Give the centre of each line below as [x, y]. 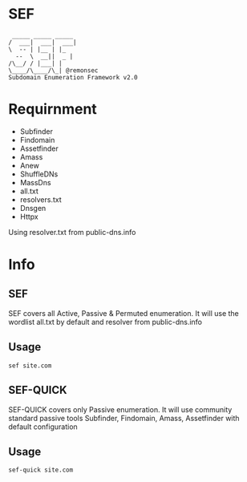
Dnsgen [33, 208]
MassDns [35, 182]
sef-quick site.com [41, 470]
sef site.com [30, 366]
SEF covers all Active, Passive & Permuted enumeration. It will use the [123, 313]
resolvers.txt [40, 199]
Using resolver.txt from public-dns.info [72, 232]
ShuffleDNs [39, 174]
